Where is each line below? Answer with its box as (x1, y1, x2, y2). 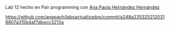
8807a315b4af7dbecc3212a (5, 19, 64, 25)
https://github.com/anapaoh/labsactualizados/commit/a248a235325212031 (5, 14, 165, 19)
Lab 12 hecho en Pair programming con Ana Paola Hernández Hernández (5, 4, 160, 10)
